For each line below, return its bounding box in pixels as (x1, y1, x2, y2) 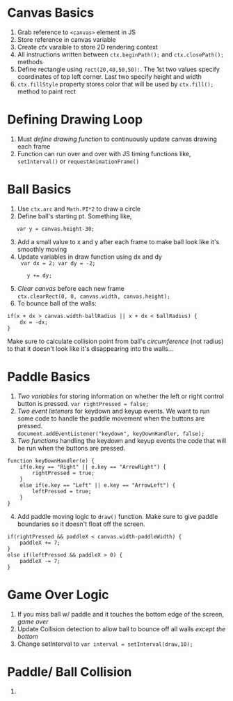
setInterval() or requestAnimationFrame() (17, 157, 140, 165)
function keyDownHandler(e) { (7, 457, 95, 465)
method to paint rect (17, 87, 77, 96)
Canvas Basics (7, 5, 95, 21)
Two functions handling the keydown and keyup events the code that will (17, 436, 227, 444)
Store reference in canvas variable (17, 35, 116, 43)
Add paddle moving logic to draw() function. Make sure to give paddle (17, 512, 218, 520)
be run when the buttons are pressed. (17, 444, 126, 452)
